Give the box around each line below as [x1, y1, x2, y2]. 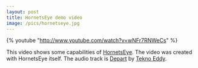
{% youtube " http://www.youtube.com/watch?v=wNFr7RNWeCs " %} [6, 37, 178, 44]
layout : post [6, 8, 39, 15]
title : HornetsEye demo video [6, 15, 83, 21]
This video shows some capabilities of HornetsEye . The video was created [6, 49, 193, 56]
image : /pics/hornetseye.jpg [6, 20, 80, 26]
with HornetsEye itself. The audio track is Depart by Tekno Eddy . [6, 55, 167, 63]
